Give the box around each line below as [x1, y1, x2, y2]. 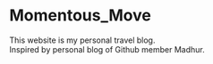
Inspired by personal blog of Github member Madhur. [9, 44, 206, 54]
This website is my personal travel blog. [9, 35, 156, 45]
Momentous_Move [9, 5, 152, 26]
